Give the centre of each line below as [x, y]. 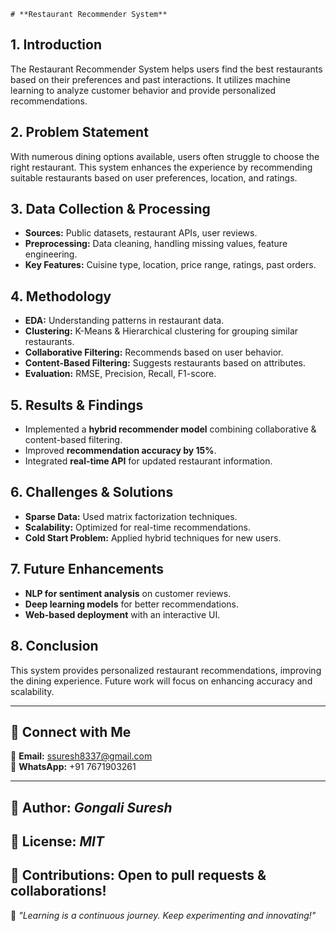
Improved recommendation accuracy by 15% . [120, 451]
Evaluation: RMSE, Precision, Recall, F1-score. [120, 374]
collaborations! [58, 891]
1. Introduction [56, 45]
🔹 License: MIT [57, 841]
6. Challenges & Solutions [92, 492]
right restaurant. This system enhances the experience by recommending [161, 167]
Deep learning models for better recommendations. [131, 604]
